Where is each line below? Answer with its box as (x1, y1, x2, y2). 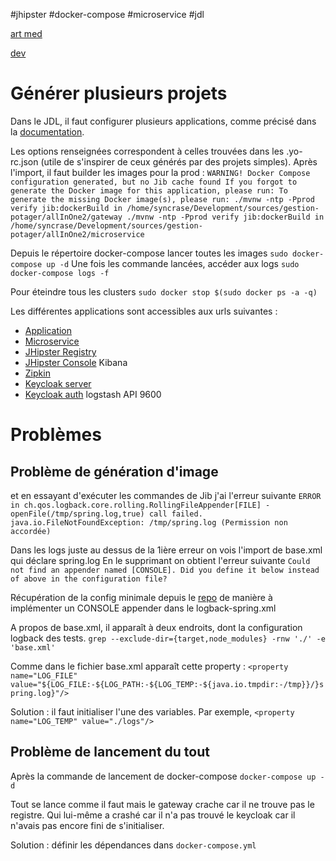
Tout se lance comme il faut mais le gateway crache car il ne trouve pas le (10, 798, 315, 810)
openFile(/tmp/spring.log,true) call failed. (10, 509, 203, 519)
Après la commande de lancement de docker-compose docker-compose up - (10, 770, 325, 782)
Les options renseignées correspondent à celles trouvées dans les (10, 145, 285, 157)
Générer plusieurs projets (10, 82, 228, 105)
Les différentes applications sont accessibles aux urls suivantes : (10, 305, 278, 317)
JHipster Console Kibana (24, 356, 128, 368)
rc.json (10, 155, 39, 168)
